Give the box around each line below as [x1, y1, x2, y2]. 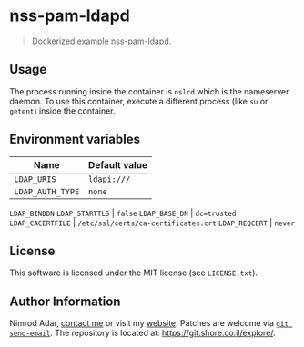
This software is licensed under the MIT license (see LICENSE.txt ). [9, 267, 258, 278]
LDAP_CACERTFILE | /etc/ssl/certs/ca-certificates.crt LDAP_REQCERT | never [9, 217, 296, 228]
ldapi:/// [87, 173, 131, 184]
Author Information [9, 293, 121, 309]
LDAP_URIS [14, 173, 56, 184]
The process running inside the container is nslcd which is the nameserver [9, 85, 289, 96]
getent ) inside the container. [9, 105, 116, 116]
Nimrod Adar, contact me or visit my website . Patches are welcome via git [9, 318, 289, 329]
